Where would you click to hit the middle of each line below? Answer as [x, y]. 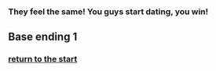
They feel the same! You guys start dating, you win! [108, 12]
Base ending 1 [43, 37]
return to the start [43, 59]
